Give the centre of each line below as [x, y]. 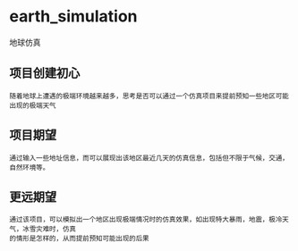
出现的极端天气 [33, 105]
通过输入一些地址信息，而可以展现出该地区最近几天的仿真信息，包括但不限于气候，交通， [149, 158]
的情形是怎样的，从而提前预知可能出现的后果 [79, 238]
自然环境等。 [30, 167]
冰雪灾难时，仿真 [49, 230]
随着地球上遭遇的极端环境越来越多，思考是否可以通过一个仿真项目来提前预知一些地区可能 [149, 96]
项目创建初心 [45, 73]
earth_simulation [73, 17]
